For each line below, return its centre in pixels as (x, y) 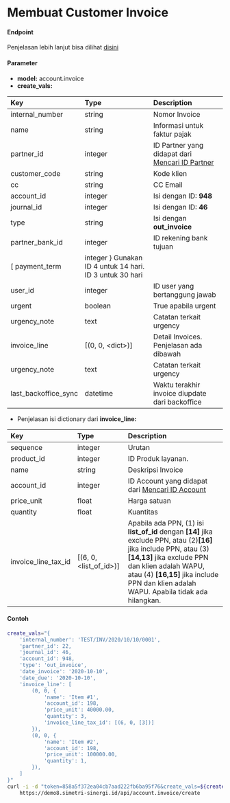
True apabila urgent (184, 306)
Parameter (22, 63)
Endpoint (21, 32)
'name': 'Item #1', (71, 697)
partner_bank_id (37, 242)
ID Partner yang (178, 145)
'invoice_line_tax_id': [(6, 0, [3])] (99, 723)
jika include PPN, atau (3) (169, 549)
